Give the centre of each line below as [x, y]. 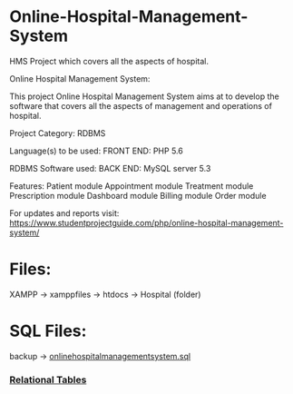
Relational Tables [48, 379]
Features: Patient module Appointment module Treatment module [132, 186]
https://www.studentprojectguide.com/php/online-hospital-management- [146, 222]
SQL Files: [48, 331]
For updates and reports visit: [64, 213]
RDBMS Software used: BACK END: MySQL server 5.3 [110, 168]
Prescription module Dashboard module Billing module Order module [138, 195]
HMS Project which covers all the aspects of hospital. [109, 61]
